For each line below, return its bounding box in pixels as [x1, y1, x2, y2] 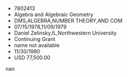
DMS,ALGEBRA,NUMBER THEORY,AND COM [13, 17, 123, 24]
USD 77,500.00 [13, 54, 51, 61]
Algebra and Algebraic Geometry [13, 11, 94, 18]
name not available [13, 42, 60, 49]
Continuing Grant [13, 36, 56, 42]
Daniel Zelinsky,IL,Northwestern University [13, 30, 117, 36]
